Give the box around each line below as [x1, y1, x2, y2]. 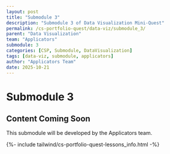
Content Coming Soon [6, 113, 91, 124]
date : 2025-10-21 [6, 64, 50, 70]
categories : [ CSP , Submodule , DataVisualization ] [6, 48, 133, 54]
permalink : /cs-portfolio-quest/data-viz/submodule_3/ [6, 25, 146, 32]
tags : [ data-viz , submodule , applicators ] [6, 53, 114, 59]
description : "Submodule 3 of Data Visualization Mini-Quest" [6, 20, 165, 26]
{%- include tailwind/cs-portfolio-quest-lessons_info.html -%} [6, 141, 160, 148]
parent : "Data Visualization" [6, 31, 82, 37]
